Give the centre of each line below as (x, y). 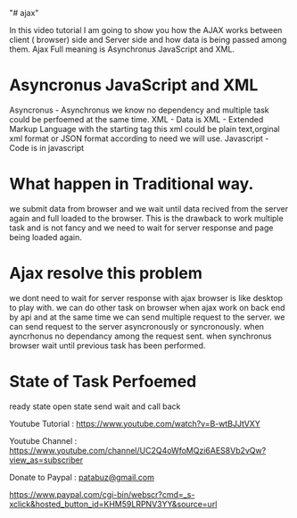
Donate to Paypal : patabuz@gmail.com (82, 477)
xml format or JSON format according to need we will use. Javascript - (139, 138)
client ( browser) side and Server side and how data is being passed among (148, 40)
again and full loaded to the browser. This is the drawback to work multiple (146, 218)
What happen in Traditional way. (132, 184)
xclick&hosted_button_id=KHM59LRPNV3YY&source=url (113, 504)
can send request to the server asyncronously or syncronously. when (137, 326)
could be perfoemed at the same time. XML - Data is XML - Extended (136, 119)
